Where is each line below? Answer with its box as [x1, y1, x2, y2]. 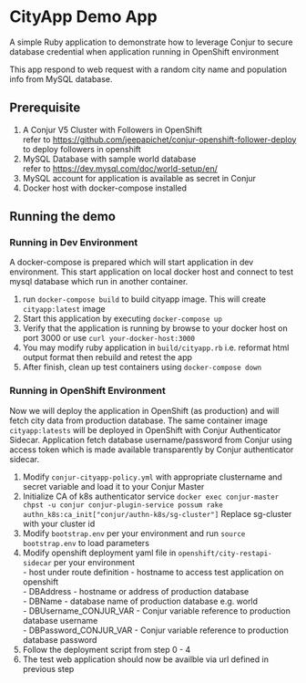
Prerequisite [9, 100, 81, 116]
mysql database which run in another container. [9, 276, 189, 287]
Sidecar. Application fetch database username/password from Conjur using [9, 434, 293, 445]
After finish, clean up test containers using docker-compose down [22, 362, 262, 373]
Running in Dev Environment [9, 236, 138, 249]
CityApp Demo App [9, 6, 158, 27]
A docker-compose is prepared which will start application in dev [9, 257, 254, 268]
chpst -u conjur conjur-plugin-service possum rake [22, 500, 223, 510]
